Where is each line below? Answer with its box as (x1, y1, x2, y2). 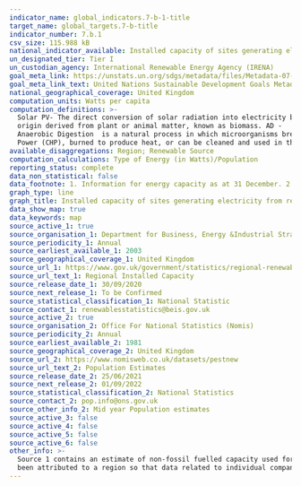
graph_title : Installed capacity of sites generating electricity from (9, 196, 282, 206)
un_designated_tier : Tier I (9, 55, 115, 64)
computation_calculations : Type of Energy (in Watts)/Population (9, 154, 258, 164)
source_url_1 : (9, 264, 63, 273)
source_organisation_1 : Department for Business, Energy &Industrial (9, 230, 275, 239)
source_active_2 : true (9, 313, 94, 323)
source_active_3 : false (9, 413, 99, 422)
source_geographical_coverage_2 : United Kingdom (9, 346, 194, 355)
